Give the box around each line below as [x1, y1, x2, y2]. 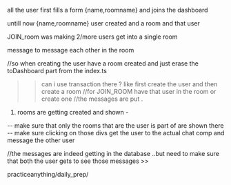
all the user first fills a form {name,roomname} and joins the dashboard [7, 6, 208, 14]
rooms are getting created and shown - [17, 108, 129, 116]
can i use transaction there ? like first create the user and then [41, 80, 218, 88]
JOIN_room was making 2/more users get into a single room [7, 32, 178, 41]
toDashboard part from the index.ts [7, 67, 107, 75]
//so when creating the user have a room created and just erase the [7, 59, 199, 68]
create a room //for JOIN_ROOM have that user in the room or [41, 88, 217, 95]
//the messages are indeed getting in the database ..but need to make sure [7, 150, 219, 157]
